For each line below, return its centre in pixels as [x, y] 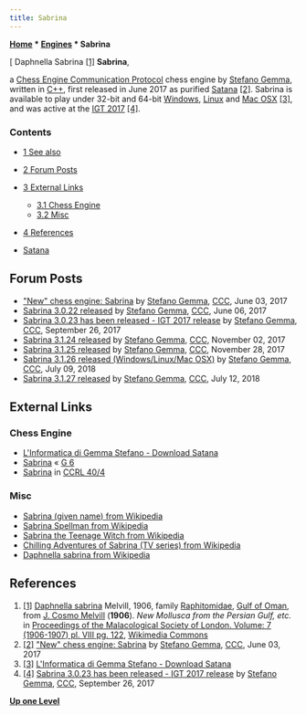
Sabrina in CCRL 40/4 [63, 472]
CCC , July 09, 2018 [59, 368]
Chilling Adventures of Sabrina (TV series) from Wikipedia [132, 545]
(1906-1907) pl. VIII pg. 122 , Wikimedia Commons [115, 635]
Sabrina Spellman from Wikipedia [85, 525]
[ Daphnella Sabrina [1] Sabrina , [69, 61]
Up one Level [35, 700]
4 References [48, 232]
